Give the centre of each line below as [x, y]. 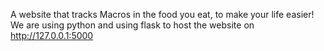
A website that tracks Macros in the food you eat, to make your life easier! [162, 14]
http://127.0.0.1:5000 [52, 35]
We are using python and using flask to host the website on [132, 25]
